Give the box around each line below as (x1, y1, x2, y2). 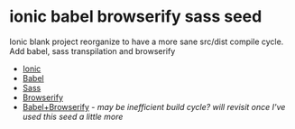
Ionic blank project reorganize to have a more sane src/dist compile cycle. (9, 36, 284, 47)
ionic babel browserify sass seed (9, 6, 263, 27)
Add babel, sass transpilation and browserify (9, 45, 176, 56)
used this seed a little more (22, 111, 124, 122)
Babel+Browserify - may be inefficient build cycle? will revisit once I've (22, 101, 286, 112)
